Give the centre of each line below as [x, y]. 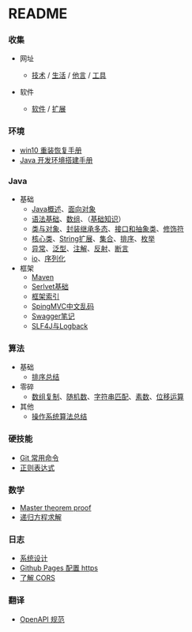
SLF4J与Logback [60, 326]
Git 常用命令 [39, 457]
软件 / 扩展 [49, 109]
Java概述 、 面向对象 [64, 209]
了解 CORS [37, 578]
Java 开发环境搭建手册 [56, 160]
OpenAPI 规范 [42, 619]
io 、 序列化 [48, 258]
